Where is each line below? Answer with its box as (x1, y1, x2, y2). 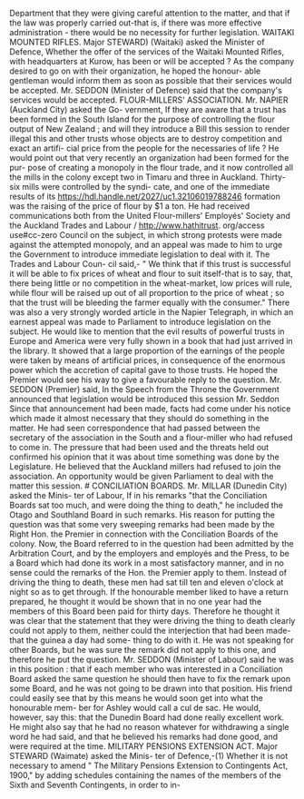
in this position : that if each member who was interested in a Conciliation (9, 664, 283, 675)
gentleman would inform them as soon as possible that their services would (9, 75, 292, 85)
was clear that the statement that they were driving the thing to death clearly (9, 616, 296, 626)
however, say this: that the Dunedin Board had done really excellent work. (9, 712, 285, 723)
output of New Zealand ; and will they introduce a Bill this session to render (9, 123, 290, 134)
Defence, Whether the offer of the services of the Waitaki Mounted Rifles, (9, 46, 285, 57)
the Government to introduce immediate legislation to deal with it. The (9, 249, 270, 260)
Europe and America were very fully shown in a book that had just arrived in (9, 336, 293, 346)
